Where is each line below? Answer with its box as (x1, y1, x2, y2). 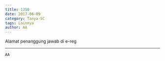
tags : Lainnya (5, 20, 34, 26)
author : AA (5, 25, 27, 30)
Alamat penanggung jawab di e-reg (5, 38, 77, 44)
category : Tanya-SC (5, 16, 45, 21)
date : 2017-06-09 (5, 12, 41, 16)
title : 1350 (5, 7, 29, 12)
